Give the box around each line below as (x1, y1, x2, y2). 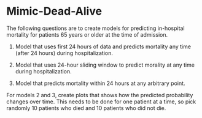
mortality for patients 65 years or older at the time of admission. (6, 31, 168, 38)
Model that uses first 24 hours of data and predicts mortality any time (15, 43, 192, 50)
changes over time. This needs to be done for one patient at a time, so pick (6, 98, 196, 105)
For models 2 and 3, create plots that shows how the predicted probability (6, 91, 193, 98)
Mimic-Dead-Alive (6, 4, 103, 18)
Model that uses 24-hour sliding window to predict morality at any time (15, 61, 195, 68)
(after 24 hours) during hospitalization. (15, 49, 114, 56)
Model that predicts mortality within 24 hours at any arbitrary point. (15, 79, 185, 87)
